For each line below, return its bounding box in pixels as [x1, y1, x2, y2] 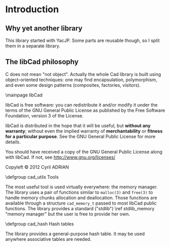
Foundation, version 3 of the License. [5, 112, 84, 118]
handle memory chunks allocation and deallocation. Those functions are [5, 194, 157, 201]
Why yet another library [5, 24, 83, 33]
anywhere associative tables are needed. [5, 236, 92, 242]
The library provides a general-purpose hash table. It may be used [5, 231, 145, 237]
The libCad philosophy [5, 58, 79, 66]
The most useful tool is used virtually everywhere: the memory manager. [5, 184, 158, 190]
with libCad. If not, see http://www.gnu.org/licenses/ [5, 154, 116, 160]
